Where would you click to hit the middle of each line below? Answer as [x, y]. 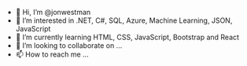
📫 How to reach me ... [52, 54]
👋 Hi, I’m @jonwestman [53, 12]
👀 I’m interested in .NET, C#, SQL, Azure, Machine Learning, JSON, [124, 20]
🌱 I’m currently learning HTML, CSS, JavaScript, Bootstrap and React [127, 37]
